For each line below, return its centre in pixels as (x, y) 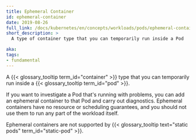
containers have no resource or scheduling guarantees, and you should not (96, 107)
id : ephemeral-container (36, 17)
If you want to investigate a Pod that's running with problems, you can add (95, 94)
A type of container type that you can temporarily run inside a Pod (97, 39)
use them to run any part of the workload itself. (62, 113)
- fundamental (23, 60)
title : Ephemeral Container (40, 11)
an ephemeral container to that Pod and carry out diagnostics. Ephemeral (94, 101)
